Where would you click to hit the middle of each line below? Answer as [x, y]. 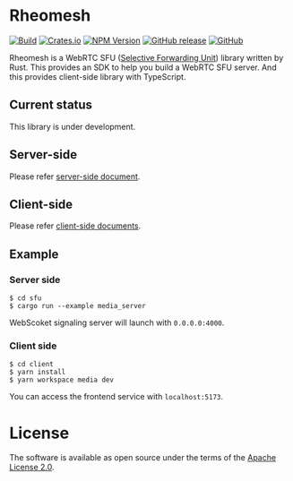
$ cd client [31, 365]
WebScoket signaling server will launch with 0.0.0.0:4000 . [117, 322]
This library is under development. [73, 126]
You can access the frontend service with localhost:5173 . [116, 397]
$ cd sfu [26, 298]
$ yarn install [38, 373]
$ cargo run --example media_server [78, 306]
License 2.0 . [32, 468]
